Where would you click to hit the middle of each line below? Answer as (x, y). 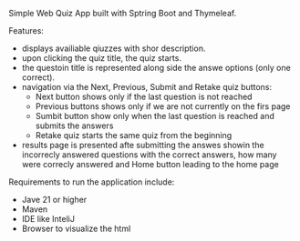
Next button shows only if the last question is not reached (144, 96)
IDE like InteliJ (48, 219)
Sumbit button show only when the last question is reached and (155, 116)
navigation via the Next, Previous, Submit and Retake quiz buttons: (147, 87)
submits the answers (74, 126)
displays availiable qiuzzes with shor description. (114, 48)
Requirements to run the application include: (92, 182)
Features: (26, 30)
